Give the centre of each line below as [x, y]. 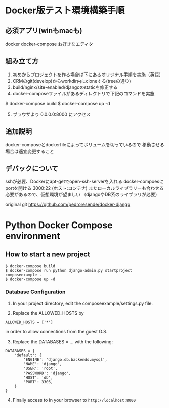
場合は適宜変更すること [30, 151]
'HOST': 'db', [38, 377]
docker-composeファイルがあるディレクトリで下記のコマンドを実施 [83, 93]
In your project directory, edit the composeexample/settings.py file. [83, 303]
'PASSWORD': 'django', [47, 373]
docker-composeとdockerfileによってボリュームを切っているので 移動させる [85, 144]
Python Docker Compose [59, 225]
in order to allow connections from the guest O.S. [56, 331]
